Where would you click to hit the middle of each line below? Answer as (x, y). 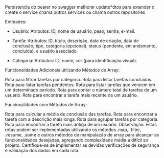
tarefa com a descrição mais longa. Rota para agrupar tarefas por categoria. (82, 119)
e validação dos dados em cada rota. (42, 150)
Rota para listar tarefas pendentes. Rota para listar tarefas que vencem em (80, 85)
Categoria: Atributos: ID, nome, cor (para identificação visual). (75, 60)
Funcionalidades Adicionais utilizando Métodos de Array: (62, 70)
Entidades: (16, 22)
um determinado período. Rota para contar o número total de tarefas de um (81, 90)
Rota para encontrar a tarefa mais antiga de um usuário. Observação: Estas (81, 124)
